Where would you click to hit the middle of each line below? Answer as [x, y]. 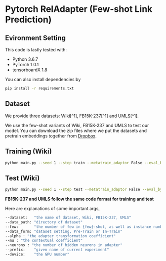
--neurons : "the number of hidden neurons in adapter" [64, 245]
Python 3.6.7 [25, 59]
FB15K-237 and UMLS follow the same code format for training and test [80, 199]
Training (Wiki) [29, 152]
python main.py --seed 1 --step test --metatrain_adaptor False [73, 190]
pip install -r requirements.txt [40, 88]
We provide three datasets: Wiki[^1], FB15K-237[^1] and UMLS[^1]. [72, 116]
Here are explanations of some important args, [53, 209]
